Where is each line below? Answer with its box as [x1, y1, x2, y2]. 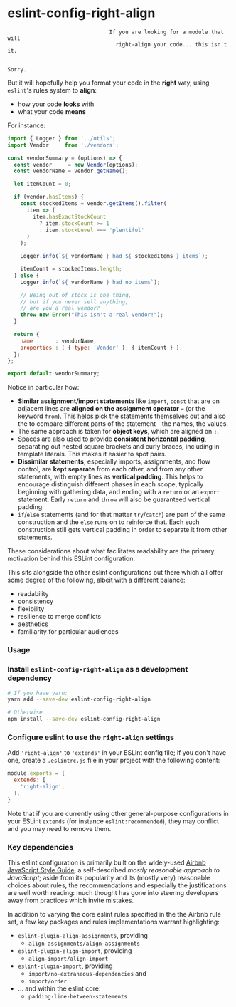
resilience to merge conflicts [17, 612, 102, 621]
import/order [28, 978, 68, 985]
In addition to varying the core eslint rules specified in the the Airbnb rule [7, 910, 222, 918]
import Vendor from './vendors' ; [7, 141, 119, 149]
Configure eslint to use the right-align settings [7, 732, 174, 742]
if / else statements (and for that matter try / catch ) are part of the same [17, 511, 225, 519]
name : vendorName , [20, 337, 97, 345]
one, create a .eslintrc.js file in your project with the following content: [7, 756, 220, 765]
